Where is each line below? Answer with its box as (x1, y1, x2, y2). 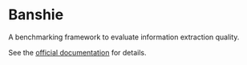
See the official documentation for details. (8, 47, 147, 57)
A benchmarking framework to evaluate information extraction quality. (8, 32, 240, 42)
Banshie (8, 6, 64, 24)
